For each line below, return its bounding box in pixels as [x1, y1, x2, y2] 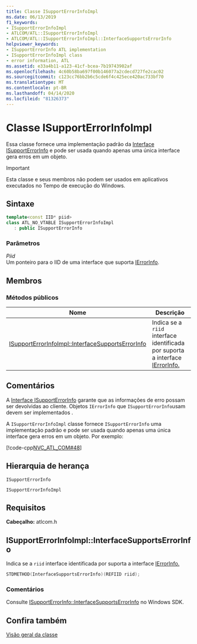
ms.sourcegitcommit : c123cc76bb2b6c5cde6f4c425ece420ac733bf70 [6, 74, 164, 80]
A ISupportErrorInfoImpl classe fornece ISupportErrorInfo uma [6, 420, 162, 427]
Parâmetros [6, 239, 40, 247]
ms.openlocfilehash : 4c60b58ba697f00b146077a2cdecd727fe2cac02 [6, 69, 164, 74]
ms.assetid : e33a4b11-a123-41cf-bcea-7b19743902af [6, 63, 133, 69]
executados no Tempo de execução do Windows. [6, 182, 125, 189]
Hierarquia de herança [6, 461, 90, 471]
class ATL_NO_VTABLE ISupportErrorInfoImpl [6, 220, 114, 226]
